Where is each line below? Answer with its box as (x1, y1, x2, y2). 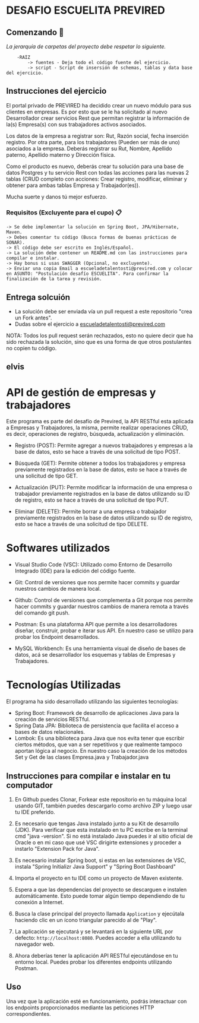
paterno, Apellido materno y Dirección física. (6, 151, 116, 158)
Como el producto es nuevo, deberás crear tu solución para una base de (6, 163, 184, 170)
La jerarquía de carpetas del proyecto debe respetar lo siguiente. (6, 43, 166, 50)
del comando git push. (14, 609, 70, 616)
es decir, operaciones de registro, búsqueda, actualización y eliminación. (6, 430, 185, 438)
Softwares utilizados (6, 541, 110, 555)
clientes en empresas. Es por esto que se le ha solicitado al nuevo (6, 108, 168, 115)
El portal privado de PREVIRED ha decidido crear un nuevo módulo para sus (6, 102, 192, 109)
